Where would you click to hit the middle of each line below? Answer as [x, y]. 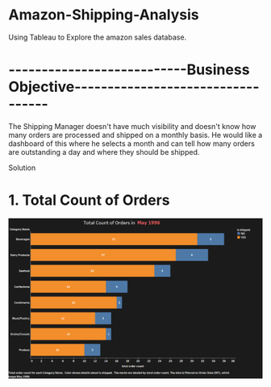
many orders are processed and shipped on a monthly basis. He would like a [135, 135]
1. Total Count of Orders [90, 200]
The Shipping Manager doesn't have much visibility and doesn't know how [132, 126]
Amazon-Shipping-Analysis [104, 15]
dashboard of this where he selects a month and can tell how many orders [132, 144]
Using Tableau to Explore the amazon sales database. [98, 37]
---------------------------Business [129, 70]
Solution [22, 168]
